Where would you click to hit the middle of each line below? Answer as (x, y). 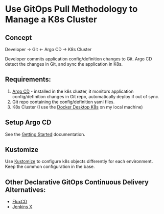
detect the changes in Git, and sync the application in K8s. (64, 64)
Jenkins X (22, 207)
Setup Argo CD (28, 122)
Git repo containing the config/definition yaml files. (63, 102)
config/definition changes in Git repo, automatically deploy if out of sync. (86, 96)
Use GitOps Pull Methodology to (71, 9)
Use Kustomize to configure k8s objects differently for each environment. (79, 161)
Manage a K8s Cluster (51, 19)
